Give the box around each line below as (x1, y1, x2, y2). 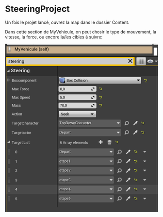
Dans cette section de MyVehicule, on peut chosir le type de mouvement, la (5, 29, 157, 34)
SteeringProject (5, 3, 70, 15)
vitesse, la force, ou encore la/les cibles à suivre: (5, 34, 103, 40)
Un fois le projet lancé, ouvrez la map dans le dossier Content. (5, 19, 130, 25)
